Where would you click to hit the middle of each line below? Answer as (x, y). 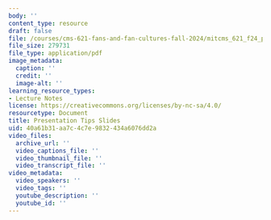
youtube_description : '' (57, 195)
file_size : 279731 (39, 46)
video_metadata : (35, 173)
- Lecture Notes (35, 98)
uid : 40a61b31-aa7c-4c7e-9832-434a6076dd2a (83, 128)
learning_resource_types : (52, 91)
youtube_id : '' (41, 203)
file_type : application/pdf (56, 53)
